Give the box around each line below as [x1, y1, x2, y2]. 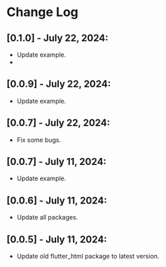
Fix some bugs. [16, 136, 62, 144]
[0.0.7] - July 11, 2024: [6, 156, 106, 168]
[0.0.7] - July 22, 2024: [6, 117, 110, 129]
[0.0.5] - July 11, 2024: [6, 233, 107, 245]
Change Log [6, 4, 78, 20]
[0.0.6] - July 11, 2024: [6, 194, 107, 206]
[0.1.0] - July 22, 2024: [6, 32, 109, 44]
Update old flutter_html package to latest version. [16, 252, 160, 261]
